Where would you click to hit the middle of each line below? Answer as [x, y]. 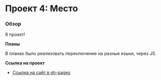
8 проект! [15, 34]
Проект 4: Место [42, 9]
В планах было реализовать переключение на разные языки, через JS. [81, 53]
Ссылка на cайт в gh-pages [41, 73]
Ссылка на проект [25, 63]
